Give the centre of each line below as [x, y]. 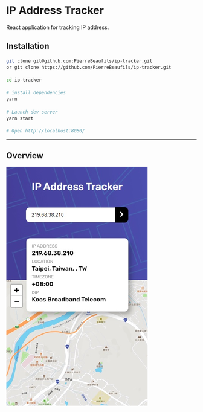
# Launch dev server [32, 112]
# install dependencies [36, 93]
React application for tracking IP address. [58, 27]
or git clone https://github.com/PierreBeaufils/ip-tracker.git [89, 67]
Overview [25, 156]
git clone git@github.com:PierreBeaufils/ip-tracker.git [79, 61]
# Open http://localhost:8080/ [46, 131]
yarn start [20, 118]
